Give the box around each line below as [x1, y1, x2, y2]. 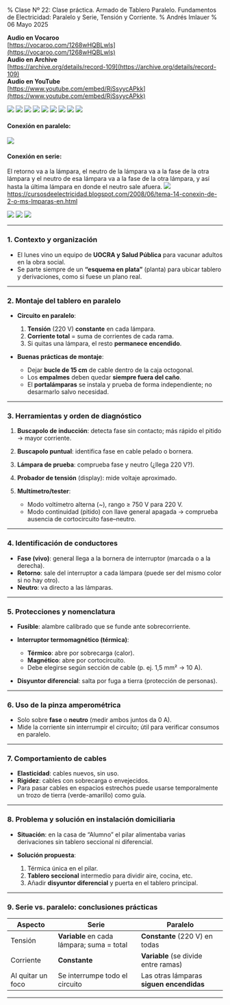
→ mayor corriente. [16, 434, 72, 443]
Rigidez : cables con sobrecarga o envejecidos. [16, 777, 150, 785]
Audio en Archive [7, 55, 58, 64]
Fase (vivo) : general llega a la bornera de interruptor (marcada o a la [16, 554, 211, 562]
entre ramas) [141, 960, 183, 969]
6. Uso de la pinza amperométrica [7, 700, 121, 710]
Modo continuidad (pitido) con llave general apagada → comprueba [27, 508, 218, 516]
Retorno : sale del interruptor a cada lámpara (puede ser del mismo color [16, 569, 222, 577]
